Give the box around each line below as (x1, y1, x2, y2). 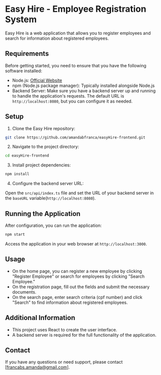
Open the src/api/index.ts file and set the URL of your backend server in (5, 190, 154, 196)
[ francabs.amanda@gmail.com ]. (5, 364, 70, 370)
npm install (5, 172, 29, 177)
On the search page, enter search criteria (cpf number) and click (12, 294, 143, 300)
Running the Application (5, 210, 81, 218)
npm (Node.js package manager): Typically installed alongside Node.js (12, 82, 155, 88)
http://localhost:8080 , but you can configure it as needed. (12, 98, 133, 104)
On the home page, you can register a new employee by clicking (12, 268, 142, 274)
